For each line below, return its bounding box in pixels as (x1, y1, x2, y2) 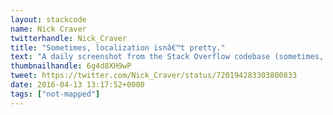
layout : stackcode (10, 14, 87, 25)
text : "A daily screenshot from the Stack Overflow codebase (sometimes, (10, 52, 325, 62)
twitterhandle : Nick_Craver (10, 33, 128, 43)
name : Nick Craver (10, 24, 87, 34)
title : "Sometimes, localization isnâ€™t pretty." (10, 42, 226, 53)
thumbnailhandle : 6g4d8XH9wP (10, 61, 132, 71)
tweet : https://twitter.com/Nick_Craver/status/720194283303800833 (10, 71, 298, 81)
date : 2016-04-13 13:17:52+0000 (10, 80, 145, 90)
